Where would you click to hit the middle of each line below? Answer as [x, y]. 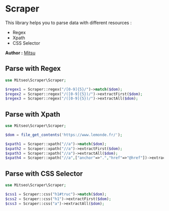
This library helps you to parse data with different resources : [68, 23]
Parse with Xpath [33, 114]
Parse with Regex [33, 69]
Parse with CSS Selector [44, 174]
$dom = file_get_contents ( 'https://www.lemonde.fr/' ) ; [64, 135]
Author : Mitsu [20, 53]
